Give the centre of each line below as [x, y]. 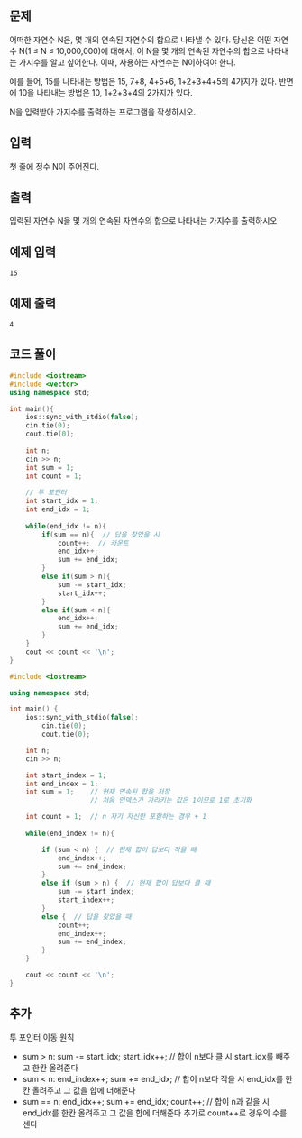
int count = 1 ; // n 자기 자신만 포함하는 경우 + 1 [116, 817]
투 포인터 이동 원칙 [42, 1037]
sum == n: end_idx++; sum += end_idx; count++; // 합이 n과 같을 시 [146, 1101]
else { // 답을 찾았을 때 [87, 917]
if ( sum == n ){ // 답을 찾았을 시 [101, 535]
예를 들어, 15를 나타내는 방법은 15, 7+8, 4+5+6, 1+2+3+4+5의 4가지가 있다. [143, 81]
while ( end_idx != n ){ [66, 526]
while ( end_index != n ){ [70, 833]
